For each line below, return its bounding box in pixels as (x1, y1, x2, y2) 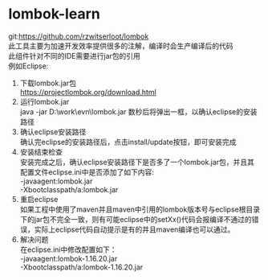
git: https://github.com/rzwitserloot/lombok (8, 31, 149, 41)
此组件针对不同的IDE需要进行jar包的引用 (8, 51, 140, 60)
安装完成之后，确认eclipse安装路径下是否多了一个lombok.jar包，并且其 (19, 157, 255, 167)
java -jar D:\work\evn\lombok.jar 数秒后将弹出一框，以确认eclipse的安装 (19, 106, 258, 117)
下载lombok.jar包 (19, 78, 77, 88)
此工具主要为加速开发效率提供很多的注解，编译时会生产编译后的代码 (8, 41, 233, 51)
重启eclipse (19, 194, 59, 204)
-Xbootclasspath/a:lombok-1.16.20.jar (19, 262, 144, 272)
